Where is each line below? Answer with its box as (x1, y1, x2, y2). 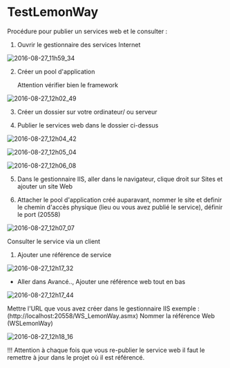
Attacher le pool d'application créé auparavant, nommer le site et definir (17, 195, 222, 204)
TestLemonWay (7, 4, 99, 20)
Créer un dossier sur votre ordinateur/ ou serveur (17, 107, 157, 116)
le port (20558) (17, 210, 61, 218)
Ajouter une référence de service (17, 250, 112, 259)
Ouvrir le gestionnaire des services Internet (17, 40, 141, 49)
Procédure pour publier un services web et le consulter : (7, 27, 168, 35)
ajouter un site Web (17, 182, 73, 191)
